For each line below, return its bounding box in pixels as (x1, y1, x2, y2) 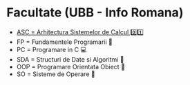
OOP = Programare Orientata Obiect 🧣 (16, 62, 126, 71)
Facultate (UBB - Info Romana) (6, 5, 184, 21)
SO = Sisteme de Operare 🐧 (16, 70, 95, 78)
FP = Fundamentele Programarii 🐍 (16, 38, 113, 46)
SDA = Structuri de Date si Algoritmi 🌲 (16, 55, 124, 63)
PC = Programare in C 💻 (16, 45, 87, 53)
